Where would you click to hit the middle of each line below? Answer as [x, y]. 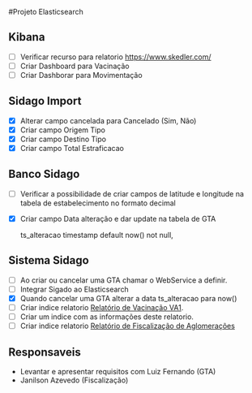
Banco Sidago [44, 174]
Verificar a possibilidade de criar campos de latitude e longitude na [132, 193]
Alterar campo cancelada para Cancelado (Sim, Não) [108, 120]
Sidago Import [45, 101]
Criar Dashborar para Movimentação [81, 75]
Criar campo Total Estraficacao [72, 148]
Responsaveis [45, 352]
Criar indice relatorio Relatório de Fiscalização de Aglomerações [127, 326]
